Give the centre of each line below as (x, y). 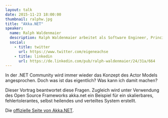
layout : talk (19, 10)
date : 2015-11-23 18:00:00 (33, 14)
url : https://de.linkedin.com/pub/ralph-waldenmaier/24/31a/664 (87, 61)
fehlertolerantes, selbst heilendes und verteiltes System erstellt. (71, 101)
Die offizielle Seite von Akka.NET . (39, 110)
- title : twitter (32, 47)
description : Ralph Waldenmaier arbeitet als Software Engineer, (79, 38)
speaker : (14, 28)
